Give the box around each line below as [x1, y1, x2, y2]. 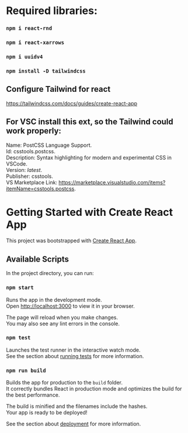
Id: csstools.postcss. [6, 147, 55, 154]
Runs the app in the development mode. [6, 296, 102, 303]
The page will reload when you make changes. [6, 314, 119, 321]
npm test [6, 335, 31, 341]
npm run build [6, 367, 46, 374]
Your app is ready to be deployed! [6, 409, 88, 416]
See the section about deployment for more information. [6, 420, 141, 428]
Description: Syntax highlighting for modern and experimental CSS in [6, 154, 172, 161]
